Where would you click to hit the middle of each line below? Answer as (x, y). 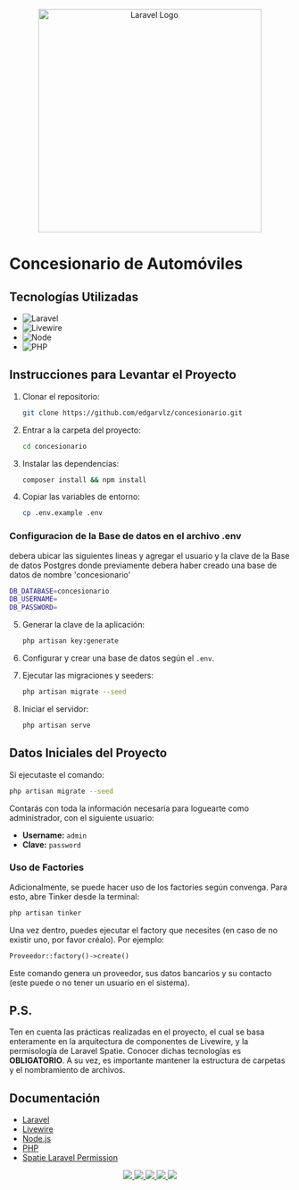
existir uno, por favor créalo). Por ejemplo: (87, 940)
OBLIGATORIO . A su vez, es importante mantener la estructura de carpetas (147, 1060)
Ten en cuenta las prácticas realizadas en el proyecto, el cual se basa (137, 1032)
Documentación (55, 1098)
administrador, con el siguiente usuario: (82, 817)
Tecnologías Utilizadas (74, 296)
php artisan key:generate (70, 641)
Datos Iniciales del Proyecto (88, 753)
